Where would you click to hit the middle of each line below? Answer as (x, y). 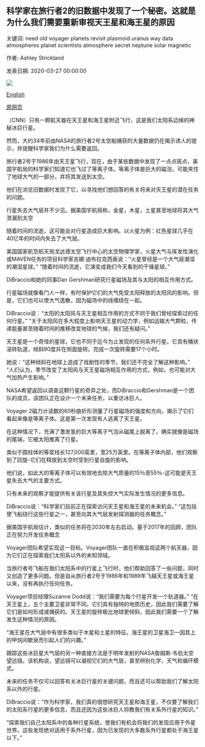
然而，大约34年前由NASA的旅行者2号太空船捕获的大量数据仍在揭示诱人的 (99, 140)
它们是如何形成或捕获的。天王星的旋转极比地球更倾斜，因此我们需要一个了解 (103, 611)
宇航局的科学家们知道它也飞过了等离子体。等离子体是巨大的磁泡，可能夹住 (105, 169)
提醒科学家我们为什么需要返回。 (62, 148)
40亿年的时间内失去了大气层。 (45, 238)
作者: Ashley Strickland (35, 57)
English (16, 94)
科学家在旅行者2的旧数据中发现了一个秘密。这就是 (101, 11)
